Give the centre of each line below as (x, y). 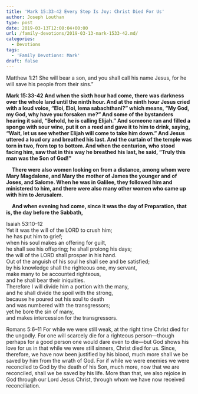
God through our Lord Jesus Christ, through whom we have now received (95, 379)
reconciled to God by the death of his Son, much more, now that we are (93, 367)
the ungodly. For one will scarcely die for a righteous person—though (90, 335)
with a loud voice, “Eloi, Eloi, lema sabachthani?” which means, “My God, (98, 108)
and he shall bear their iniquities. (46, 280)
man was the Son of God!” (39, 158)
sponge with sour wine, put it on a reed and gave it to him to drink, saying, (98, 127)
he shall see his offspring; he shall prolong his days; (69, 249)
